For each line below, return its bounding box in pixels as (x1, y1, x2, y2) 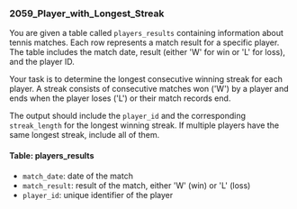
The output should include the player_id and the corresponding (9, 111, 246, 122)
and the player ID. (9, 57, 75, 68)
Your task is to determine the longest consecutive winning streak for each (9, 74, 283, 85)
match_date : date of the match (22, 170, 133, 181)
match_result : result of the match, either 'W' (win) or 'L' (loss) (22, 179, 251, 191)
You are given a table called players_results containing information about (9, 28, 283, 39)
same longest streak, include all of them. (9, 130, 160, 141)
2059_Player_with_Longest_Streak (9, 7, 165, 20)
